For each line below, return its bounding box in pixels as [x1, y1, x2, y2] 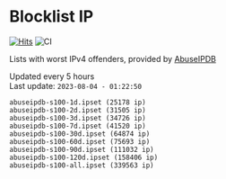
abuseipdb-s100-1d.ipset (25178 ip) [9, 97, 146, 107]
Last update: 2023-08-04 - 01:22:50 [9, 80, 142, 91]
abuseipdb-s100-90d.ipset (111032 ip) [9, 145, 154, 154]
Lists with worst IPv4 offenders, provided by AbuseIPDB [9, 53, 217, 64]
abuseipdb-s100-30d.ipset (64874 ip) [9, 129, 151, 139]
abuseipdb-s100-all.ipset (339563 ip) [9, 160, 154, 170]
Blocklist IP [9, 6, 94, 27]
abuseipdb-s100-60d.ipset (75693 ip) [9, 137, 151, 146]
